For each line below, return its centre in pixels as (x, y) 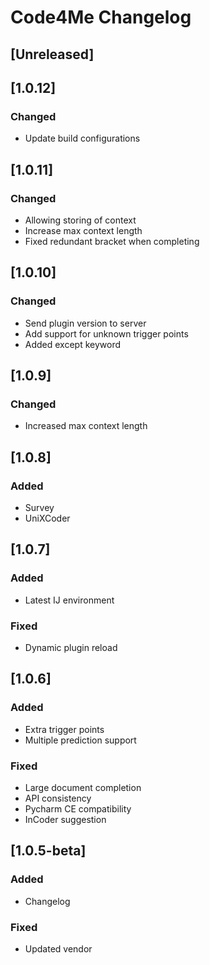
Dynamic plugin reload (71, 647)
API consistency (58, 798)
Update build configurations (82, 138)
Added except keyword (73, 344)
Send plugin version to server (85, 323)
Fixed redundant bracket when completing (112, 241)
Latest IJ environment (69, 600)
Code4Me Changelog (101, 17)
